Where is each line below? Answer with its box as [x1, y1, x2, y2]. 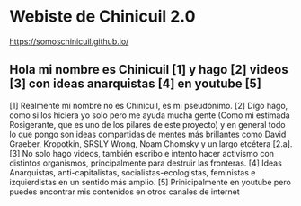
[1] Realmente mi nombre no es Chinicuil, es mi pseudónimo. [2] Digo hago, [9, 100, 288, 111]
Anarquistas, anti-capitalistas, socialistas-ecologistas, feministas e [9, 166, 256, 177]
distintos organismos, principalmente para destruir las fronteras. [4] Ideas [9, 157, 283, 168]
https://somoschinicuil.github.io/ [9, 36, 129, 47]
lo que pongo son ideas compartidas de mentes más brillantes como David [9, 129, 287, 139]
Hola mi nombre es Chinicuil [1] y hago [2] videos [9, 62, 289, 77]
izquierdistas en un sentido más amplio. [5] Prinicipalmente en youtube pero [9, 176, 292, 187]
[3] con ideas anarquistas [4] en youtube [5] [9, 76, 262, 92]
